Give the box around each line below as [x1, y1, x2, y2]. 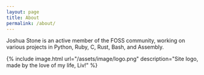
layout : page [6, 9, 40, 15]
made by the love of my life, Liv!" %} [6, 62, 98, 69]
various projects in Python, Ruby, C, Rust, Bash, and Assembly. [6, 43, 164, 51]
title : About [6, 15, 40, 21]
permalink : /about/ [6, 20, 56, 26]
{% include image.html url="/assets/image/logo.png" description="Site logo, [6, 55, 199, 63]
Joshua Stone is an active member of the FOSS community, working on [6, 37, 186, 45]
